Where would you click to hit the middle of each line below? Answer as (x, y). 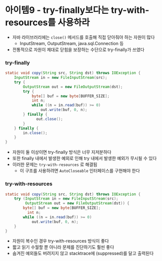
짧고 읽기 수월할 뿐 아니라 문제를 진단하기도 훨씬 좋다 (63, 247)
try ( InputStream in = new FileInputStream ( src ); (66, 199)
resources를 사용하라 (48, 23)
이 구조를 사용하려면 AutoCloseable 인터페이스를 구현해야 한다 (80, 171)
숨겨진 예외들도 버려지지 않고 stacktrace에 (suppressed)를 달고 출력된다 (83, 254)
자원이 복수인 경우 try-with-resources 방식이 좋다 (60, 241)
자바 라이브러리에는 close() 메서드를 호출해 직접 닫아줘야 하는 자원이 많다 (83, 37)
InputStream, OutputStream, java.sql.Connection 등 (72, 43)
